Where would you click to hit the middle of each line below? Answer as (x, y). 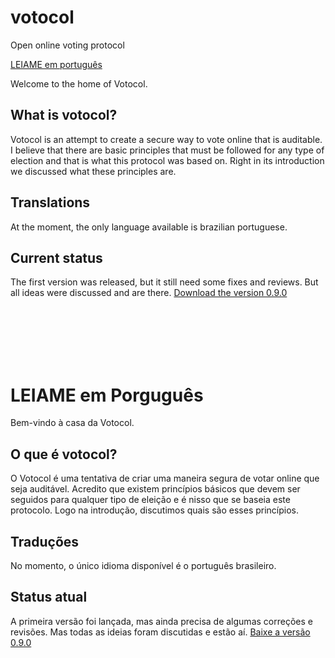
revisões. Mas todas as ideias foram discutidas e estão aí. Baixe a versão (160, 632)
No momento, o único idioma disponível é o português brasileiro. (143, 565)
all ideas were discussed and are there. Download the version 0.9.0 (149, 293)
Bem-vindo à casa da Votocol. (72, 423)
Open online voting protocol (67, 45)
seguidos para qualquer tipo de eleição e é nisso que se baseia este (150, 500)
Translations (50, 202)
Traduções (45, 541)
